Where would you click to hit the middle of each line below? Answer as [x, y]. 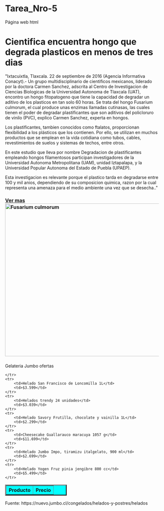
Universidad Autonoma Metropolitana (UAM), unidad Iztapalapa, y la [74, 162]
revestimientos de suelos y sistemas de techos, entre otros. [65, 143]
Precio [43, 490]
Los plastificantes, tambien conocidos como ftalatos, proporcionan [72, 127]
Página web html [22, 22]
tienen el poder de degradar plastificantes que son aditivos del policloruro [79, 112]
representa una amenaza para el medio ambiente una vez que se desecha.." [82, 188]
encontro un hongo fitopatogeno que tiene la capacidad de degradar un [77, 97]
